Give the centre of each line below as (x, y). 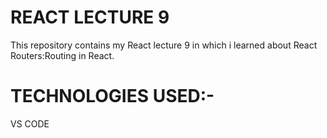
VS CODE (30, 123)
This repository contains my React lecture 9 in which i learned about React (164, 45)
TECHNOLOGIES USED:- (112, 96)
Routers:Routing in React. (62, 55)
